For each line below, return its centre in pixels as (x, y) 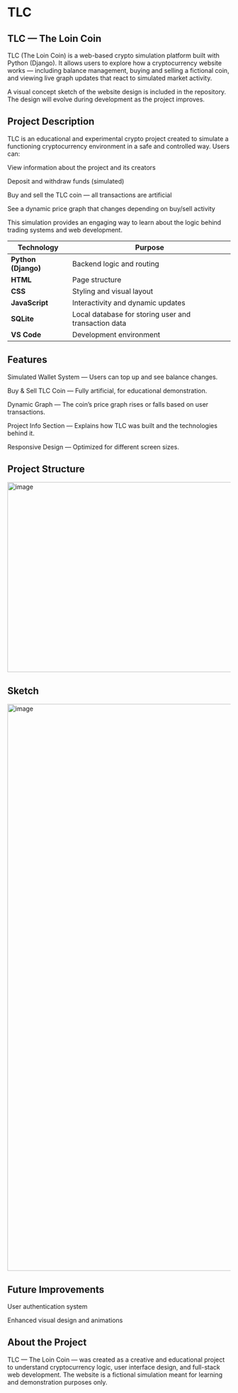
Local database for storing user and (131, 314)
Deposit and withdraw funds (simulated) (66, 181)
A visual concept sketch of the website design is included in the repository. (117, 92)
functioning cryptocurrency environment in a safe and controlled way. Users (119, 146)
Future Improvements (56, 1289)
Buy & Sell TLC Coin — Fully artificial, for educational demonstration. (107, 390)
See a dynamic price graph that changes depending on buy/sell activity (112, 208)
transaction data (99, 323)
